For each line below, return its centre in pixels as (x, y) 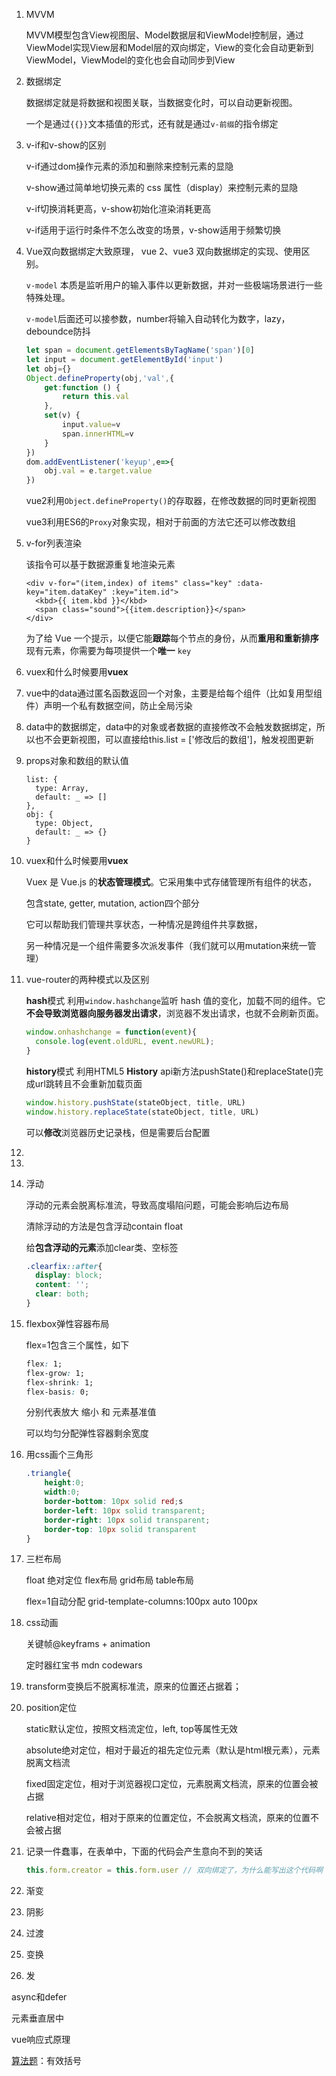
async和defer (39, 1997)
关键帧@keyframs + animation (88, 1644)
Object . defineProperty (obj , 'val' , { (100, 378)
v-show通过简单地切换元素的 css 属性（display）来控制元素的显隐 (162, 187)
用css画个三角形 (59, 1455)
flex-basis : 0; (57, 1392)
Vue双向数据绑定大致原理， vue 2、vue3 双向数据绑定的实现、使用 (163, 251)
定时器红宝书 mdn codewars (84, 1665)
